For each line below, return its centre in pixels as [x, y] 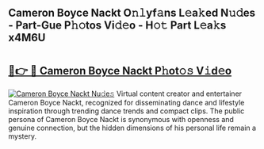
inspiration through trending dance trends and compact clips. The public [126, 111]
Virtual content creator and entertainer [179, 94]
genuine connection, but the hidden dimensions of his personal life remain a [132, 128]
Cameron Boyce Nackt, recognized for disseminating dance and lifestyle [126, 103]
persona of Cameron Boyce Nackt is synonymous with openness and [121, 119]
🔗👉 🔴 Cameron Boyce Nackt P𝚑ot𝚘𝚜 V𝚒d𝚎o [120, 71]
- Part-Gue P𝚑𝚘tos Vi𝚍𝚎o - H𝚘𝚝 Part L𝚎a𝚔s [117, 26]
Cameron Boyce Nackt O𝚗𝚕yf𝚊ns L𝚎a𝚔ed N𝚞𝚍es [132, 13]
